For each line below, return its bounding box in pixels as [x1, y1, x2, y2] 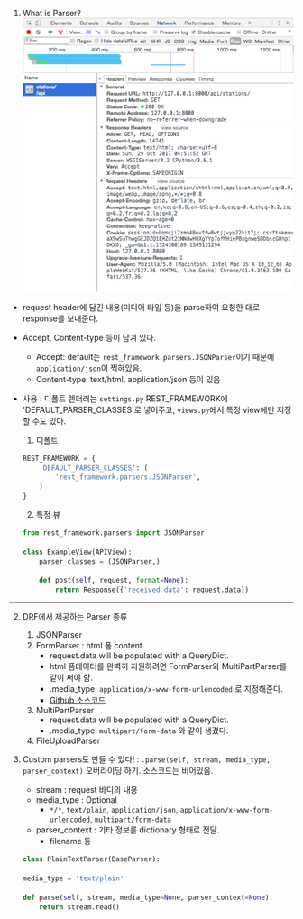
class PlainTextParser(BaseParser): [22, 855, 161, 864]
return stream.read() [39, 902, 120, 912]
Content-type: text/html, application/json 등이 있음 [35, 373, 221, 384]
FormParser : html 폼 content [35, 640, 142, 651]
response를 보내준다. [22, 313, 99, 324]
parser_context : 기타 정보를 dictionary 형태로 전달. [35, 824, 220, 835]
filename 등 [49, 836, 92, 847]
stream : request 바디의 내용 [35, 785, 138, 795]
